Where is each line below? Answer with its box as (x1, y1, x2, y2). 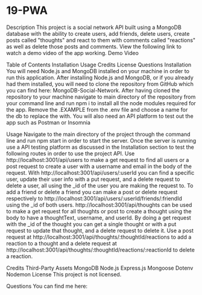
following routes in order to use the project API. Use (6, 149, 135, 157)
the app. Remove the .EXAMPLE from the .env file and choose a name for (6, 106, 188, 113)
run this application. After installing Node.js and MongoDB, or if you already (6, 74, 194, 81)
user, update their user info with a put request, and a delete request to (6, 175, 180, 183)
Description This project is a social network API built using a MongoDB (6, 24, 182, 31)
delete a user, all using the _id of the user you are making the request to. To (6, 182, 194, 189)
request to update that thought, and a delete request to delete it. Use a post (6, 227, 194, 234)
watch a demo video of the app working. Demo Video (6, 49, 139, 56)
